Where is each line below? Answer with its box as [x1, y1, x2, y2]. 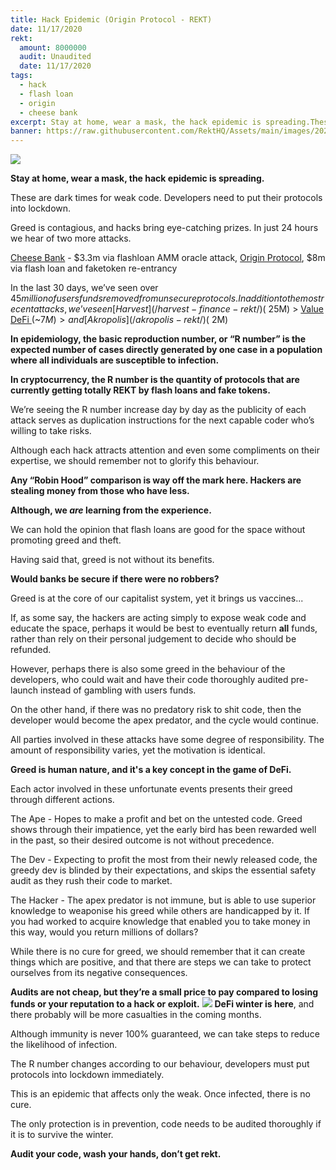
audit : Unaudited [19, 52, 92, 62]
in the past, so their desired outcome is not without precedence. [10, 834, 275, 846]
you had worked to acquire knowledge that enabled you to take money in [10, 916, 311, 928]
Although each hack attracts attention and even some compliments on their [10, 444, 320, 456]
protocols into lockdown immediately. [10, 1069, 165, 1081]
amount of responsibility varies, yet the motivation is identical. [10, 744, 266, 756]
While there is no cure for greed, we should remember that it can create [10, 946, 306, 958]
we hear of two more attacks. [10, 232, 132, 245]
